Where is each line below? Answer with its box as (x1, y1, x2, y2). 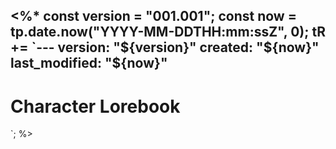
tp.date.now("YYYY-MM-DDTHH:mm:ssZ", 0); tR (10, 24, 326, 41)
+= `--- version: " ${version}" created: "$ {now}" (10, 39, 320, 56)
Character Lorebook (10, 95, 181, 118)
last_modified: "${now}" (10, 55, 168, 72)
